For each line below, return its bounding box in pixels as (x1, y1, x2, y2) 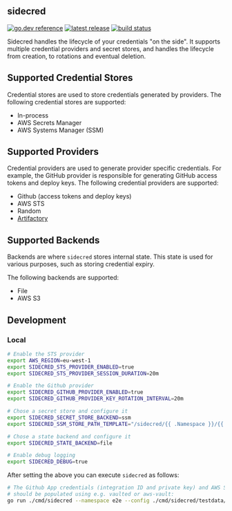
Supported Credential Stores (7, 72, 133, 84)
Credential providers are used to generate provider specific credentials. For (7, 164, 222, 172)
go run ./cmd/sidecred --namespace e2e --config (7, 497, 150, 504)
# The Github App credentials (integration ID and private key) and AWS (7, 484, 221, 492)
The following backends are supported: (7, 273, 119, 282)
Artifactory (17, 214, 48, 223)
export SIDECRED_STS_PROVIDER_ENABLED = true (7, 363, 135, 371)
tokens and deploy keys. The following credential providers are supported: (7, 179, 219, 187)
